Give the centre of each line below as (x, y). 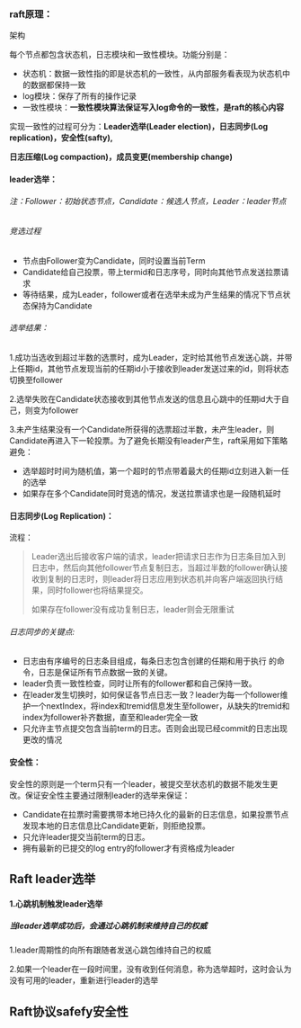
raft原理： (31, 13)
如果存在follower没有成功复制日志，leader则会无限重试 (133, 610)
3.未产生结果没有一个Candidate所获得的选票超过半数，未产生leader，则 (142, 429)
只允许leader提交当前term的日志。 (86, 836)
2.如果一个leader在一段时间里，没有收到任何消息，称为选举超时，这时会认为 (150, 970)
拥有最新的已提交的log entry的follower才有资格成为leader (128, 848)
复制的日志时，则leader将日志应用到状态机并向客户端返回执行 (161, 579)
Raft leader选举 (53, 879)
